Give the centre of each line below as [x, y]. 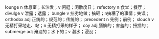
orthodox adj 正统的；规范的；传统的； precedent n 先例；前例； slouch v [79, 19]
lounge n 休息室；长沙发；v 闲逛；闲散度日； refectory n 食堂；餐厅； [76, 7]
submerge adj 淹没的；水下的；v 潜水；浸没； [51, 31]
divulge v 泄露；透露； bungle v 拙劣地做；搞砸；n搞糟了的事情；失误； [78, 13]
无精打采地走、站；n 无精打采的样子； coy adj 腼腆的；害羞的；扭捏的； [78, 25]
